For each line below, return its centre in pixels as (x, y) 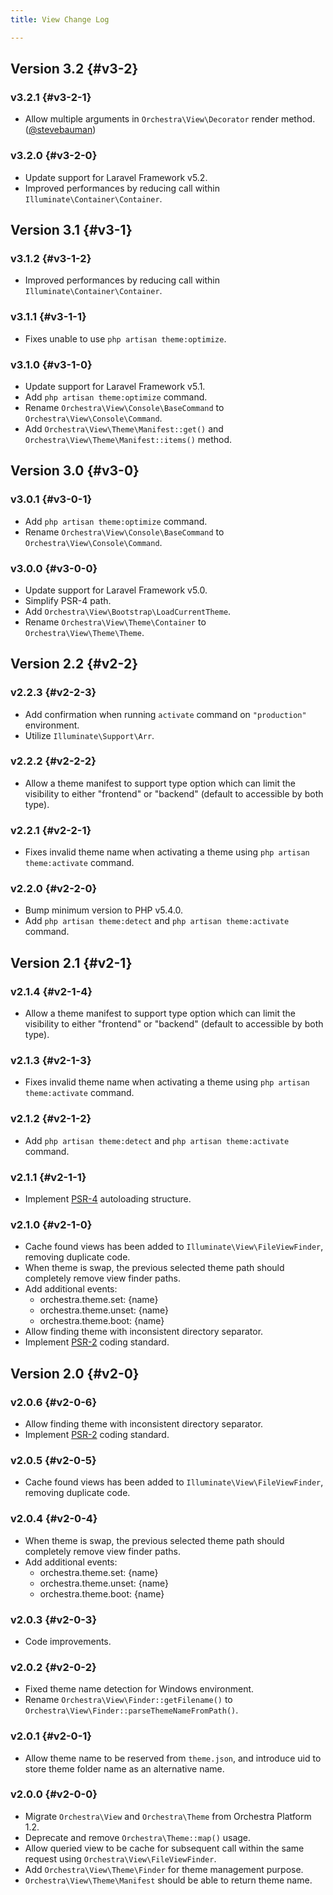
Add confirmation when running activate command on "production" (165, 714)
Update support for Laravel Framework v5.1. (115, 386)
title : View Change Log (60, 19)
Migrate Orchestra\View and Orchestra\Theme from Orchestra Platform (168, 1816)
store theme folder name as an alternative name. (124, 1768)
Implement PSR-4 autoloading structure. (108, 1199)
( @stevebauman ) (60, 130)
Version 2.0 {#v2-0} (75, 1373)
